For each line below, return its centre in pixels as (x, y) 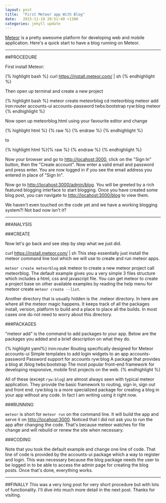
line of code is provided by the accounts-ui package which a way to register (83, 454)
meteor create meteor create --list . (43, 289)
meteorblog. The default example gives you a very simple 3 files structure (80, 274)
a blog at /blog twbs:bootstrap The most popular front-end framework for (80, 364)
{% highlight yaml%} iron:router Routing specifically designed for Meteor (79, 349)
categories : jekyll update (33, 24)
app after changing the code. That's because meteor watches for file (75, 425)
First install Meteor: (25, 67)
